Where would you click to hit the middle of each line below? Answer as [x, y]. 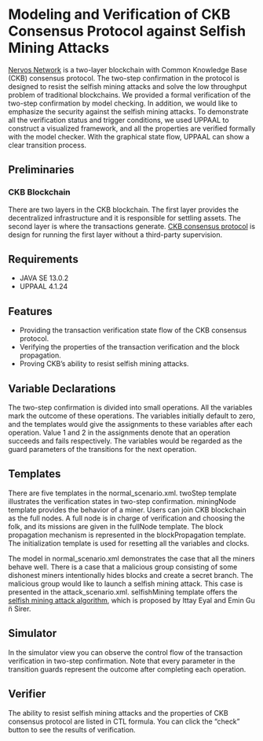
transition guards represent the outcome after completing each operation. [127, 669]
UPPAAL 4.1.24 [44, 287]
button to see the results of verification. [72, 729]
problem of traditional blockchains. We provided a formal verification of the [130, 94]
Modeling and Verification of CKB [119, 15]
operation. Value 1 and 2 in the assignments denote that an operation [119, 433]
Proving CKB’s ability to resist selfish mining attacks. [104, 364]
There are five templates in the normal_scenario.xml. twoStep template [122, 493]
